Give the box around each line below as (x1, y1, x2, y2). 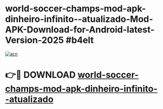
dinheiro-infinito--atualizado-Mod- (5, 13, 154, 25)
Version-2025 (5, 35, 64, 46)
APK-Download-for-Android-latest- (5, 24, 155, 35)
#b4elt (65, 35, 94, 46)
